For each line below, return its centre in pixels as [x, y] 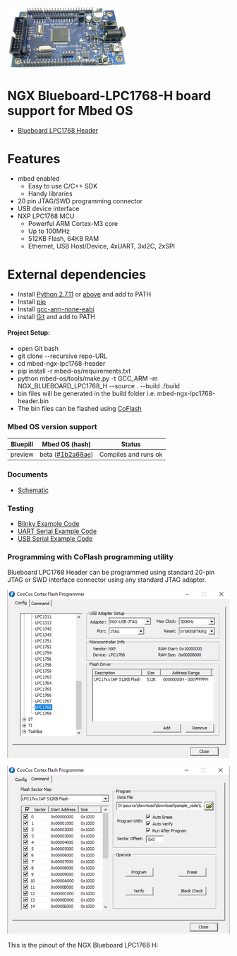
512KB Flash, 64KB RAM [63, 238]
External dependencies [77, 275]
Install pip [31, 301]
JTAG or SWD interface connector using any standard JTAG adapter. [107, 580]
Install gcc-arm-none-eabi [56, 309]
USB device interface [48, 208]
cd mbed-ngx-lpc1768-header [61, 364]
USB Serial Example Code [55, 539]
